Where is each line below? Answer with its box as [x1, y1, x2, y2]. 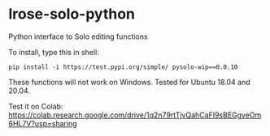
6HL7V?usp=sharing [8, 118, 77, 128]
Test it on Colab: [8, 101, 63, 111]
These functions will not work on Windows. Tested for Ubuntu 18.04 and [8, 77, 250, 87]
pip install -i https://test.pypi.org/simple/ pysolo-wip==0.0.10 [8, 62, 238, 71]
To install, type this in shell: [8, 47, 99, 57]
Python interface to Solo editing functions [8, 32, 148, 41]
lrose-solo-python [8, 5, 136, 23]
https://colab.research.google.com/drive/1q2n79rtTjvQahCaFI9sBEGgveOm [8, 110, 262, 120]
